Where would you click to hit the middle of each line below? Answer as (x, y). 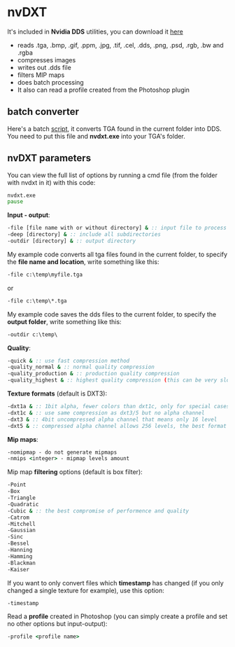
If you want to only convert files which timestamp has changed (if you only (115, 583)
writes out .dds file (44, 67)
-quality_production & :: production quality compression (93, 374)
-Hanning (20, 550)
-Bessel (19, 543)
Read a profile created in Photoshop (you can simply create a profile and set (117, 616)
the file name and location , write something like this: (83, 262)
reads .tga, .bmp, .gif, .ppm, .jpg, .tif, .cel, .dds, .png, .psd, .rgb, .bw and (120, 45)
